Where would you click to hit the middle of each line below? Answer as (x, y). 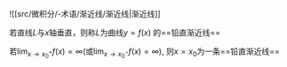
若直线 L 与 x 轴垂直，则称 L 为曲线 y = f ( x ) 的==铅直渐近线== (115, 33)
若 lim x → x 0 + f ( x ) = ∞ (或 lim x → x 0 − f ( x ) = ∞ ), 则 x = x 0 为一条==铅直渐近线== (144, 53)
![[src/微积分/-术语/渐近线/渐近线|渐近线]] (85, 14)
